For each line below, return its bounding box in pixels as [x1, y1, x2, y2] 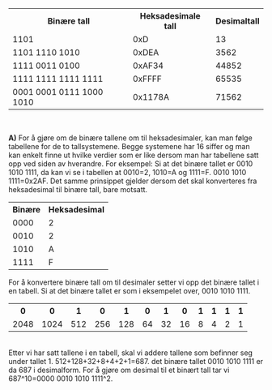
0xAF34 [132, 60, 164, 71]
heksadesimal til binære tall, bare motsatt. [8, 185, 148, 194]
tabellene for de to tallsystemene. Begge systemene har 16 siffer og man [8, 142, 250, 151]
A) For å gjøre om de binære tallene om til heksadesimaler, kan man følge [8, 133, 253, 143]
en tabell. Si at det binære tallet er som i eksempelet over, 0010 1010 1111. [8, 286, 251, 295]
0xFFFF [132, 73, 162, 84]
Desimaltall [215, 15, 260, 27]
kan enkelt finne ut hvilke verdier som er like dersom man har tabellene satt [8, 150, 259, 160]
